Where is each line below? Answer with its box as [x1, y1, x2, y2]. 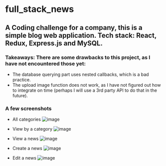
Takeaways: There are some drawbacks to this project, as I [5, 54, 151, 61]
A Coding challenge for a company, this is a [5, 23, 143, 32]
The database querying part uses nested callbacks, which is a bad [12, 71, 149, 77]
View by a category [12, 126, 52, 132]
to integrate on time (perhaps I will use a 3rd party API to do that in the [12, 87, 157, 93]
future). [12, 92, 28, 98]
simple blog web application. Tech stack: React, [5, 31, 157, 39]
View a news [12, 136, 39, 142]
